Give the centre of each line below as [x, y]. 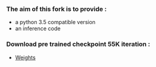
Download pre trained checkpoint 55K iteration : [78, 44]
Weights [25, 57]
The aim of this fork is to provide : [57, 9]
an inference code [38, 28]
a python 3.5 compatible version [55, 22]
